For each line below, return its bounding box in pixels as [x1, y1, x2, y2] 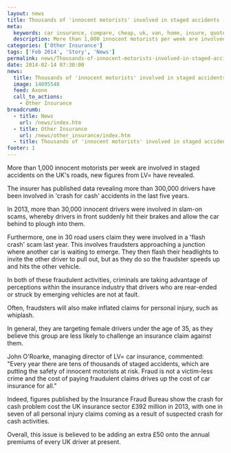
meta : [7, 23, 23, 30]
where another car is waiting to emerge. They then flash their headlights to [7, 248, 219, 256]
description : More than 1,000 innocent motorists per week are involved [13, 36, 226, 43]
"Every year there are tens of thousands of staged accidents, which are [7, 360, 210, 368]
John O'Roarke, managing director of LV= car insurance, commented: [7, 352, 204, 361]
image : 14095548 [13, 81, 60, 88]
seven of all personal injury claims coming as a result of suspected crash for [7, 410, 223, 418]
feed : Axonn [13, 87, 48, 94]
